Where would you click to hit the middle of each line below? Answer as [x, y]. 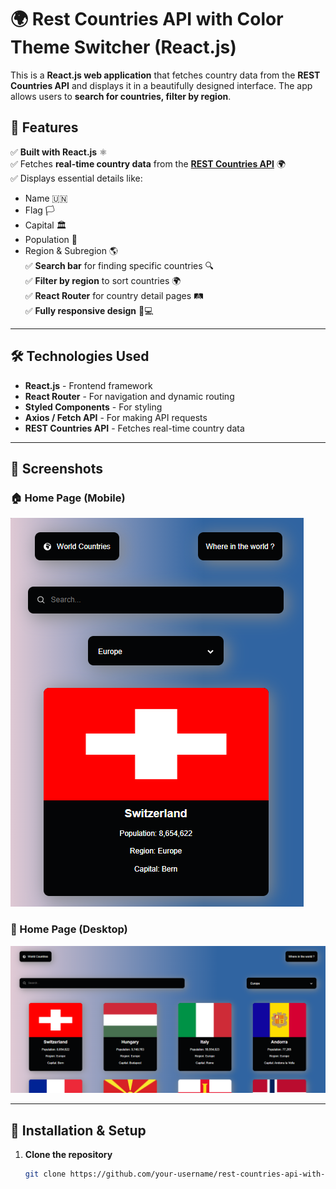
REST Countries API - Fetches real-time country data [134, 428]
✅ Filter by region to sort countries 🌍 [103, 280]
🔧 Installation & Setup [78, 1130]
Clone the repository [68, 1155]
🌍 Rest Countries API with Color [147, 19]
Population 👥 [51, 239]
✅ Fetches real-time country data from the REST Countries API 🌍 [148, 163]
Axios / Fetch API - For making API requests [116, 417]
